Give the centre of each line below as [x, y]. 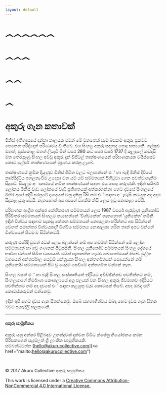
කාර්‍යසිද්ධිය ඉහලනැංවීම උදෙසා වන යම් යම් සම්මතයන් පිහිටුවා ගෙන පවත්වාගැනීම [81, 178]
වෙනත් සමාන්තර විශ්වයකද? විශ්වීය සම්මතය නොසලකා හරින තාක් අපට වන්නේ [80, 227]
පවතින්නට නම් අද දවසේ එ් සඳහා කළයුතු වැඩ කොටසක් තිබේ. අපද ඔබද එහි [77, 286]
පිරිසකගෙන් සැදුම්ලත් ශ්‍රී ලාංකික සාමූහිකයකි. [46, 340]
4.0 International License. [65, 386]
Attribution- [118, 380]
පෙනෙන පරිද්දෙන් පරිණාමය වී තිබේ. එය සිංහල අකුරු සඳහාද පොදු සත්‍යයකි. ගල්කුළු [83, 146]
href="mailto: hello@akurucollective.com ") [48, 351]
